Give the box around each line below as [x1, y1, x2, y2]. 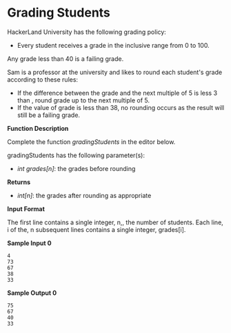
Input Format [7, 204, 45, 213]
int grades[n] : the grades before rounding [17, 164, 136, 172]
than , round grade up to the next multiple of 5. [17, 96, 150, 105]
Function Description [7, 124, 69, 132]
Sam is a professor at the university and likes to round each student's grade [7, 68, 223, 76]
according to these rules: [7, 75, 78, 84]
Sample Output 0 [7, 289, 57, 297]
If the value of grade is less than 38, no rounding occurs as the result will [17, 103, 225, 111]
